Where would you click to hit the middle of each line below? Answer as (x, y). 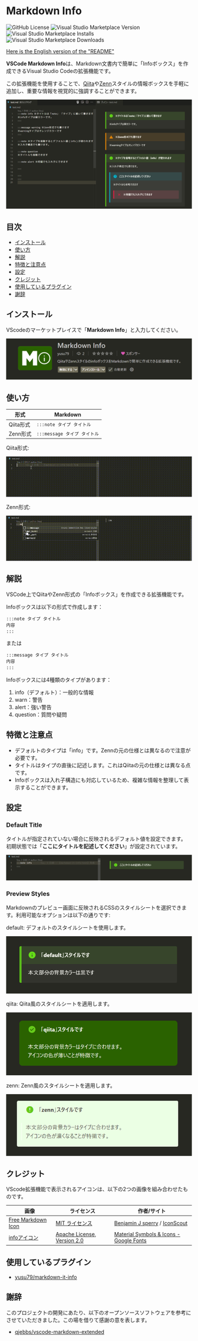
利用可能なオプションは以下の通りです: (63, 915)
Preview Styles (28, 894)
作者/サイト (152, 1211)
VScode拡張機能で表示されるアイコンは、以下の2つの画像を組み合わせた (95, 1189)
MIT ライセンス (74, 1223)
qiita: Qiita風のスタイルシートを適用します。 (60, 1004)
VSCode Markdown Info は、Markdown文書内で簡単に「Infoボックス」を (95, 63)
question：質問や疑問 (41, 715)
